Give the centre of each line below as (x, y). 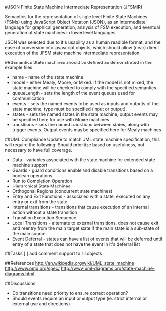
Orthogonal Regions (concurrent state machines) (62, 191)
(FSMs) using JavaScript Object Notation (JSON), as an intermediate (75, 22)
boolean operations (32, 175)
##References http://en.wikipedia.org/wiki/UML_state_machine (70, 263)
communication (28, 98)
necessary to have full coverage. (39, 150)
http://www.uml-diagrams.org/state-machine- (108, 268)
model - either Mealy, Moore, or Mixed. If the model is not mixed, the (83, 82)
